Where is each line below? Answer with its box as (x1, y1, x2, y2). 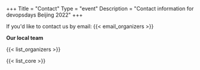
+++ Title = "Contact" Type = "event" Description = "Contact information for (6, 5, 194, 12)
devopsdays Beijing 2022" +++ (6, 11, 83, 18)
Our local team (6, 34, 44, 41)
